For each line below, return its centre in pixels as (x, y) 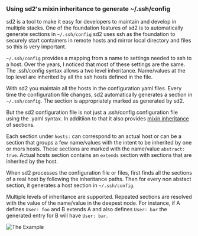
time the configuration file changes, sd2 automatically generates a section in (99, 95)
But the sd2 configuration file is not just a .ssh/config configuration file (92, 112)
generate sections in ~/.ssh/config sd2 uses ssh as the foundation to (91, 34)
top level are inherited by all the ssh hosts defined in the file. (79, 77)
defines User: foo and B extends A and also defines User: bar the (87, 209)
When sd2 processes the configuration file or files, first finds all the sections (99, 173)
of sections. (21, 125)
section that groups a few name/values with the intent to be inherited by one (99, 143)
